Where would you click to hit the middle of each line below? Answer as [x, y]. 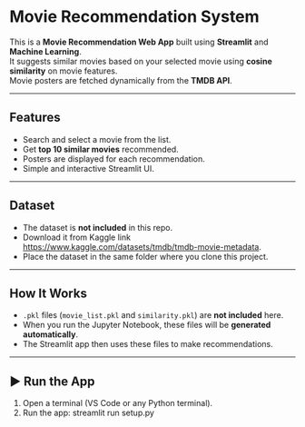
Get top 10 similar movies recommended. [100, 149]
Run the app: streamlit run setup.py [88, 413]
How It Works [49, 293]
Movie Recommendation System [135, 17]
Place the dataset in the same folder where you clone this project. [145, 256]
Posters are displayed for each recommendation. [114, 159]
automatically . [50, 334]
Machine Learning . [45, 51]
